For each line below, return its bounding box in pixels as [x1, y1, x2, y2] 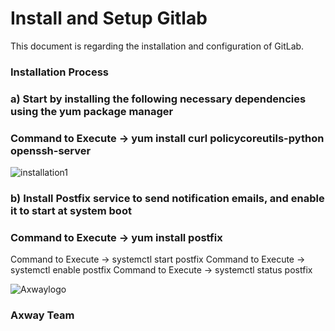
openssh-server [10, 143, 92, 157]
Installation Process [10, 65, 109, 79]
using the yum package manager [10, 104, 174, 118]
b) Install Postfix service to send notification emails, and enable [10, 192, 325, 205]
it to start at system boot [10, 204, 132, 217]
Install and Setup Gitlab [10, 7, 208, 30]
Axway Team [10, 308, 75, 322]
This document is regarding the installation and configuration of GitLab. [10, 40, 305, 52]
